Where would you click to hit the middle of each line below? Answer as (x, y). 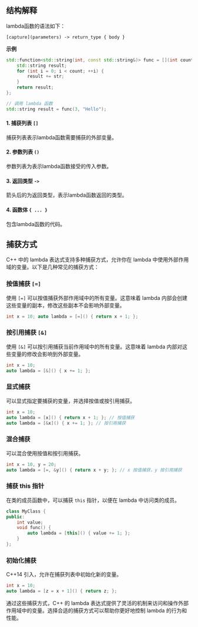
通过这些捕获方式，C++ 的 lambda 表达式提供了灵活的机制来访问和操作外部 (98, 603)
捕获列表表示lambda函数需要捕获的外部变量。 (62, 137)
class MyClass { (26, 511)
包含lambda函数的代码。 (36, 224)
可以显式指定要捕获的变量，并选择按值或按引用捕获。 (71, 401)
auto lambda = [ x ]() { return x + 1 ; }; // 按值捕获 (70, 417)
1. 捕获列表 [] (22, 123)
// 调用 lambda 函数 (29, 103)
